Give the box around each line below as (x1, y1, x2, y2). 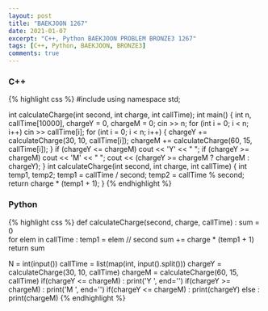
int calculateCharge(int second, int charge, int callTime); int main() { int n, (8, 110, 252, 120)
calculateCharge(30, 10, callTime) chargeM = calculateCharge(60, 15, (8, 267, 239, 277)
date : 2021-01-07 (8, 27, 67, 35)
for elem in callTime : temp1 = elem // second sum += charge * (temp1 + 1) (8, 234, 254, 244)
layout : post (8, 11, 52, 20)
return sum (8, 243, 45, 253)
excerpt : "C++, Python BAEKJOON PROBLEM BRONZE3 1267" (8, 34, 197, 43)
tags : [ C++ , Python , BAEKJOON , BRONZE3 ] (8, 42, 147, 50)
